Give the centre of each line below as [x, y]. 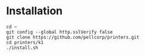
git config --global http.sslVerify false [59, 32]
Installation [34, 11]
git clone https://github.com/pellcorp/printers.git [73, 37]
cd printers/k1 [25, 42]
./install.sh [22, 48]
